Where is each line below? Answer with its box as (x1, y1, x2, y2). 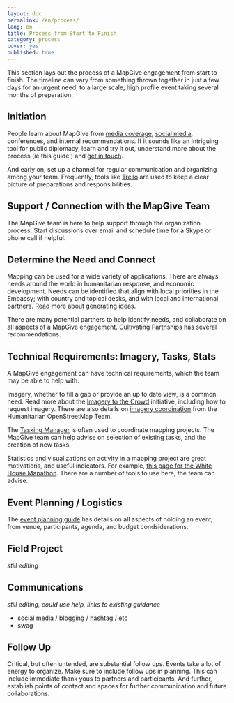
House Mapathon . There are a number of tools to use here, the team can (7, 469, 215, 478)
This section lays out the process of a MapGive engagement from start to (7, 68, 217, 77)
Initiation (7, 111, 47, 123)
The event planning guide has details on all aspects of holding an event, (7, 515, 214, 524)
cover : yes (7, 43, 39, 50)
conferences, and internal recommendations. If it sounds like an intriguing (7, 137, 219, 145)
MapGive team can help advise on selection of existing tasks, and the (7, 434, 207, 442)
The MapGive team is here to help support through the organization (7, 219, 201, 227)
